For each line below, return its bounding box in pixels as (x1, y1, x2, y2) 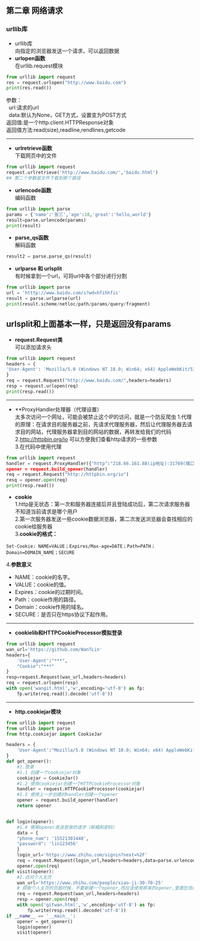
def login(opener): (6, 819, 55, 825)
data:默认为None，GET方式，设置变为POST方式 (8, 112, 127, 119)
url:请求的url (8, 104, 39, 112)
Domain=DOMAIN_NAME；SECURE (6, 550, 75, 556)
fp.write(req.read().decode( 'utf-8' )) (17, 691, 113, 697)
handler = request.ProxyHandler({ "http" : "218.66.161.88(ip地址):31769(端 (6, 460, 190, 466)
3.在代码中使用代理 (14, 443, 62, 450)
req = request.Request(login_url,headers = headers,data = (17, 858, 159, 863)
